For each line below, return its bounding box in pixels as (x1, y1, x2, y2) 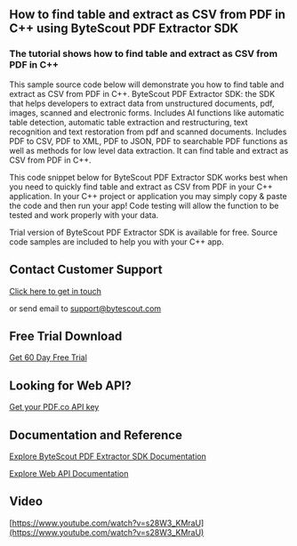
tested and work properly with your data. (9, 209, 159, 221)
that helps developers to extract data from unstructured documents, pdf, (9, 98, 275, 108)
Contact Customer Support (9, 262, 163, 277)
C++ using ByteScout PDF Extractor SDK (9, 21, 239, 36)
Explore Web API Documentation (9, 468, 129, 478)
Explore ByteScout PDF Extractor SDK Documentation (9, 451, 206, 462)
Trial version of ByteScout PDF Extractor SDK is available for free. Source (9, 227, 278, 237)
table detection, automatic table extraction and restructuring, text (9, 116, 248, 127)
